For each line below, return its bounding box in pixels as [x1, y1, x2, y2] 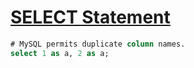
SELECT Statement [10, 6, 171, 29]
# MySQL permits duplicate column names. [10, 39, 186, 49]
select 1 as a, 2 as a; [10, 48, 110, 58]
